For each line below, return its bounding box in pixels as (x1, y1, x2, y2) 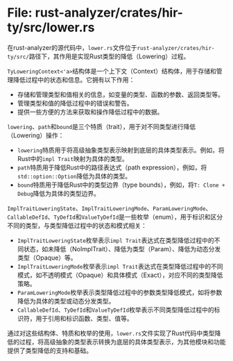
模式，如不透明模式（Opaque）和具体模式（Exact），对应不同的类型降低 (17, 271, 223, 279)
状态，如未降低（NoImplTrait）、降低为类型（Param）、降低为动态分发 (23, 244, 221, 253)
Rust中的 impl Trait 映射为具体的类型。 (17, 154, 128, 162)
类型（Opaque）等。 (17, 253, 78, 262)
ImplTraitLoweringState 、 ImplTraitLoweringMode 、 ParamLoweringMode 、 (7, 203, 212, 212)
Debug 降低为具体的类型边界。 (17, 189, 101, 197)
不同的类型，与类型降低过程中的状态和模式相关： (7, 221, 147, 230)
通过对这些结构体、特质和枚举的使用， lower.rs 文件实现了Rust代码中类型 (7, 328, 215, 337)
